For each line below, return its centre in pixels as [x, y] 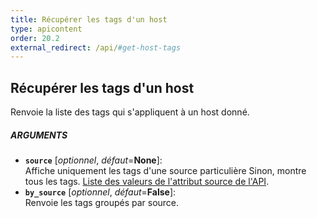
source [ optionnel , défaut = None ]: [93, 160]
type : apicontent [46, 29]
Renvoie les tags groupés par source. [102, 203]
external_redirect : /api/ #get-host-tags [96, 47]
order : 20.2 [35, 38]
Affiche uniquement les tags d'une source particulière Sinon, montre [165, 171]
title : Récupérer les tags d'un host [89, 19]
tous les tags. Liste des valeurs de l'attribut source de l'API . [147, 182]
